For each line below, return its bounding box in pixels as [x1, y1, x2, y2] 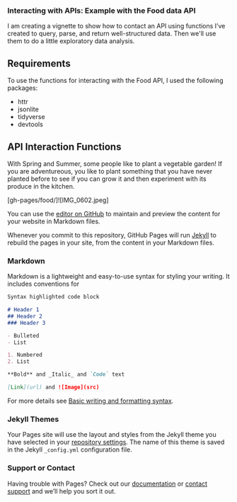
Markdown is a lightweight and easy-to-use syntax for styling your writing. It [7, 272, 230, 281]
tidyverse [17, 113, 45, 121]
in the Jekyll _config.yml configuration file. [7, 445, 132, 454]
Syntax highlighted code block [7, 294, 100, 301]
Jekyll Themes [7, 414, 59, 424]
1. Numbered [7, 352, 42, 359]
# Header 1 [7, 306, 40, 313]
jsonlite [17, 105, 39, 113]
